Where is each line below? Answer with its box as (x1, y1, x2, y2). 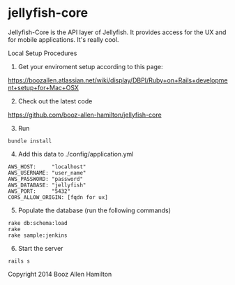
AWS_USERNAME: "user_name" (8, 169, 86, 176)
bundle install (8, 138, 52, 145)
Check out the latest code (17, 96, 93, 105)
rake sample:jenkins (8, 232, 68, 239)
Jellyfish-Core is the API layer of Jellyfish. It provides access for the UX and (8, 28, 227, 36)
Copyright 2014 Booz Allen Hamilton (8, 270, 112, 278)
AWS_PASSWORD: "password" (8, 175, 83, 182)
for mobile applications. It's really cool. (8, 35, 119, 43)
